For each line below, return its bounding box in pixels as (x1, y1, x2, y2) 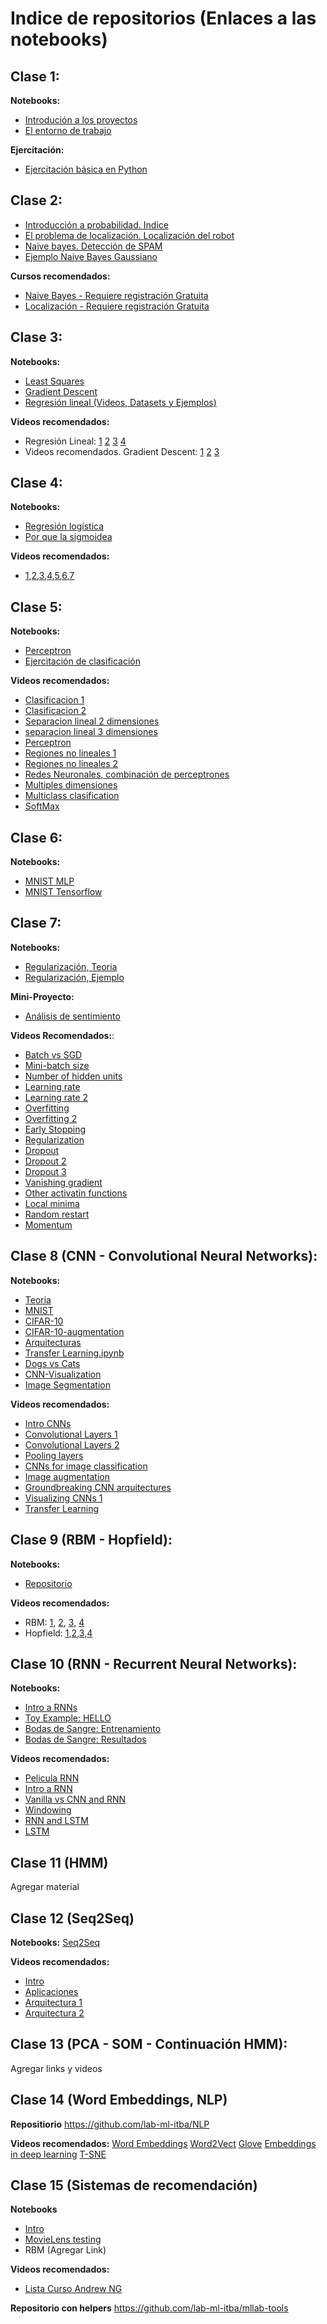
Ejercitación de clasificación (24, 655, 142, 667)
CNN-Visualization (24, 1368, 102, 1380)
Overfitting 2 (24, 1112, 78, 1124)
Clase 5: (10, 598, 63, 616)
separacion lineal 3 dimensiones (24, 726, 158, 738)
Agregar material (10, 1881, 80, 1893)
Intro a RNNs (24, 1702, 78, 1714)
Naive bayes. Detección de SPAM (24, 240, 163, 252)
